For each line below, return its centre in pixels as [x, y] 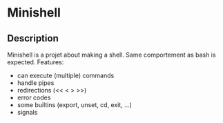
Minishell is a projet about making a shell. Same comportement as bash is [111, 55]
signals [27, 112]
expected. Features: [36, 62]
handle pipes [36, 83]
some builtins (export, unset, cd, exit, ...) [75, 105]
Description [33, 38]
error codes [34, 97]
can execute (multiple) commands [66, 75]
